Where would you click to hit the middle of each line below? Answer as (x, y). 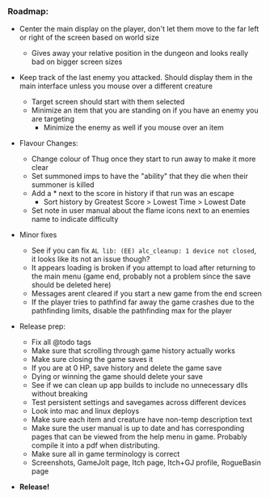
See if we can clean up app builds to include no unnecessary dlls (139, 385)
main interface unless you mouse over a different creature (116, 86)
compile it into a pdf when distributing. (95, 445)
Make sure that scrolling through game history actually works (133, 351)
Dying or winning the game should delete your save (117, 377)
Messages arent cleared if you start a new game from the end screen (146, 294)
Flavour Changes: (49, 143)
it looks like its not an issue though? (91, 259)
